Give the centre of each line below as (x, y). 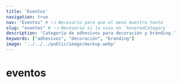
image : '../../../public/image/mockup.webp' (61, 44)
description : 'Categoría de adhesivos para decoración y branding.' (91, 33)
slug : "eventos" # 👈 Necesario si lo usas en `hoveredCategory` (87, 28)
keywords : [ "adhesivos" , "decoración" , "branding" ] (70, 39)
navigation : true (27, 17)
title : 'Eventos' (27, 11)
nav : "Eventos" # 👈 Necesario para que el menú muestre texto (85, 22)
